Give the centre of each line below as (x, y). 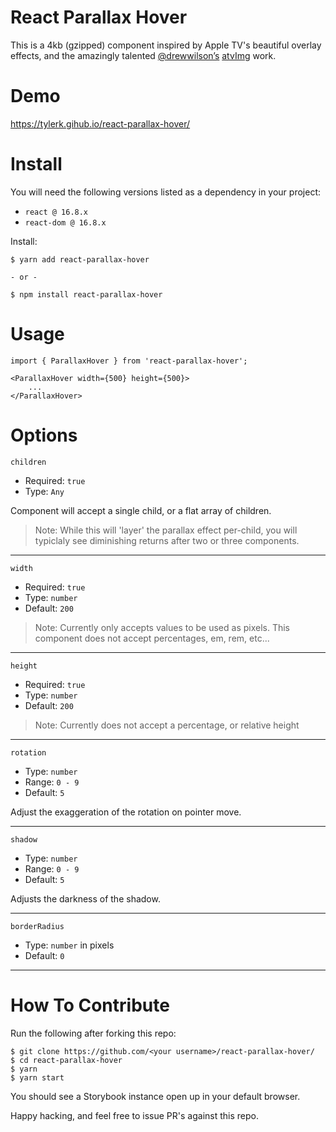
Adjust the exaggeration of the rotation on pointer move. (126, 812)
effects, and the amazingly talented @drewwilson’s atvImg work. (143, 55)
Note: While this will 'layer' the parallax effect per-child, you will (166, 530)
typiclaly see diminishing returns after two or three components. (167, 540)
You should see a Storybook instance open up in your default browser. (155, 1096)
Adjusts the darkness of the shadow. (85, 898)
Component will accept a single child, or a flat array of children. (141, 510)
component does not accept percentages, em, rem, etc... (152, 638)
